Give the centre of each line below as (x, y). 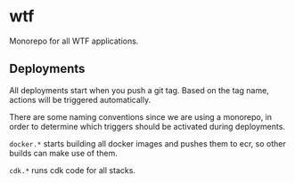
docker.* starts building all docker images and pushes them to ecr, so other (148, 143)
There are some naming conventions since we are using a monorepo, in (141, 116)
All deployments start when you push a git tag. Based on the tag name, (139, 90)
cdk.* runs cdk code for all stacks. (73, 170)
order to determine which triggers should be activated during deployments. (147, 126)
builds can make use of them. (63, 153)
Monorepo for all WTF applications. (74, 41)
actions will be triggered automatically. (80, 99)
